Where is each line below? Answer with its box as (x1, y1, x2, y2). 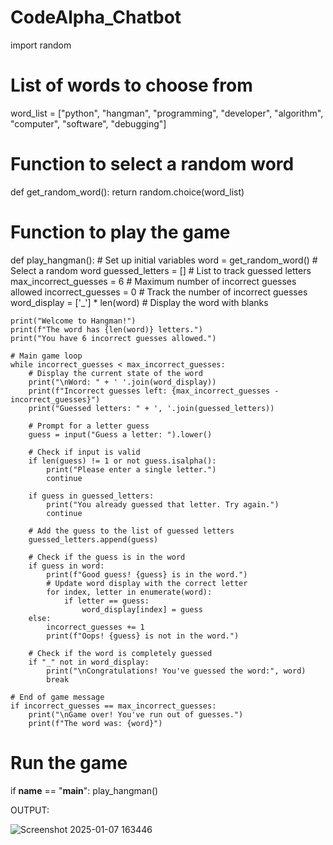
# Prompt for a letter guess (28, 421, 150, 431)
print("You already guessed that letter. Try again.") (46, 499, 280, 510)
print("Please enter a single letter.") (46, 464, 217, 475)
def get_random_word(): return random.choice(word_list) (10, 186, 245, 198)
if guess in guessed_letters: (28, 491, 155, 501)
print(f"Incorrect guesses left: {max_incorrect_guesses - (28, 386, 280, 396)
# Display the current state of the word (28, 368, 203, 378)
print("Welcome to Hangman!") (10, 316, 137, 326)
